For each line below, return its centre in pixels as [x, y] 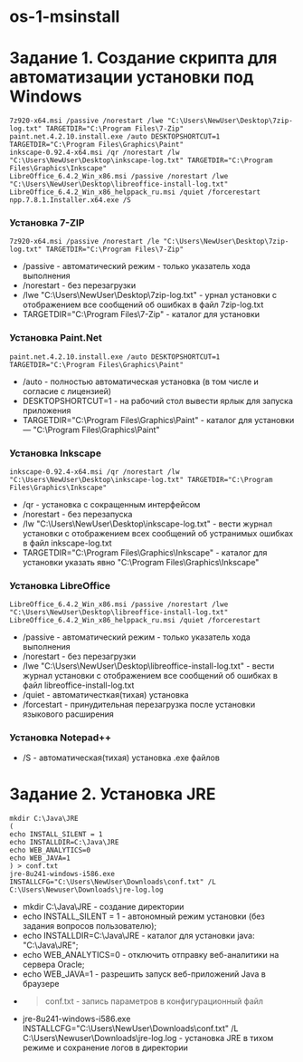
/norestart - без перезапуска [77, 515]
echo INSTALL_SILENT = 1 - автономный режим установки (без [143, 916]
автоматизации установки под [132, 77]
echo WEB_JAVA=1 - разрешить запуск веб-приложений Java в [144, 974]
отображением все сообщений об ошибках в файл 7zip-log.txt [143, 304]
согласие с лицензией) [66, 391]
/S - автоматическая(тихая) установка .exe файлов [121, 758]
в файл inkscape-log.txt [67, 543]
